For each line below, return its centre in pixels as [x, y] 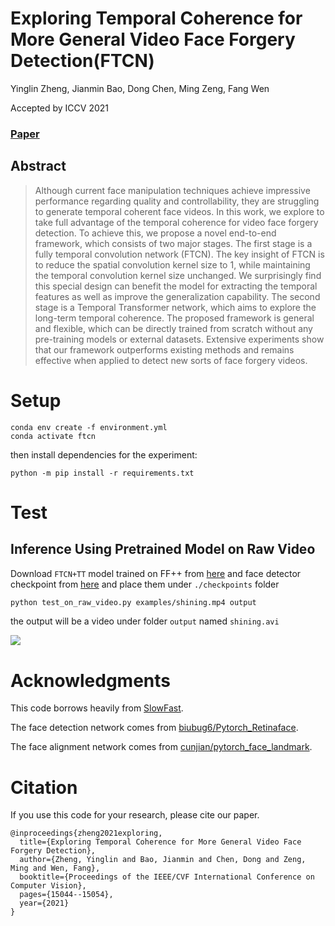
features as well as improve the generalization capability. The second [177, 296]
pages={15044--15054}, [66, 895]
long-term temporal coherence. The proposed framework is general [174, 318]
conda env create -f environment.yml [89, 427]
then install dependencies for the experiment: [104, 454]
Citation [44, 787]
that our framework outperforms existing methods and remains [164, 349]
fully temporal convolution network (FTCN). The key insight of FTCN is [179, 254]
